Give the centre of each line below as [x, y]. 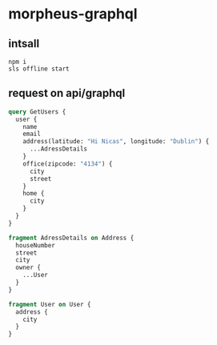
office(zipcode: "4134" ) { [68, 164]
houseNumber [36, 245]
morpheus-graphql [73, 14]
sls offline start [39, 69]
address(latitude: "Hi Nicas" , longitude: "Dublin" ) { [116, 142]
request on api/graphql [67, 93]
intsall [24, 44]
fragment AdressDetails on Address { [71, 238]
